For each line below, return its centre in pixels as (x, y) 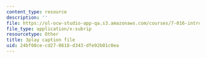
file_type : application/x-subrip (49, 29)
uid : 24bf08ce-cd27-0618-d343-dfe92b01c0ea (63, 46)
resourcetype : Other (33, 34)
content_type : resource (37, 12)
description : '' (27, 18)
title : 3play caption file (41, 40)
